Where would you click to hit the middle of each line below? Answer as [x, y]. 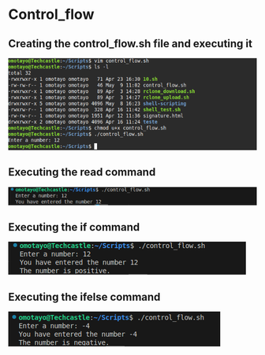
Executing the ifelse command [84, 297]
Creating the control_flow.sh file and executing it [130, 44]
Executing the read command [82, 172]
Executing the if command [74, 227]
